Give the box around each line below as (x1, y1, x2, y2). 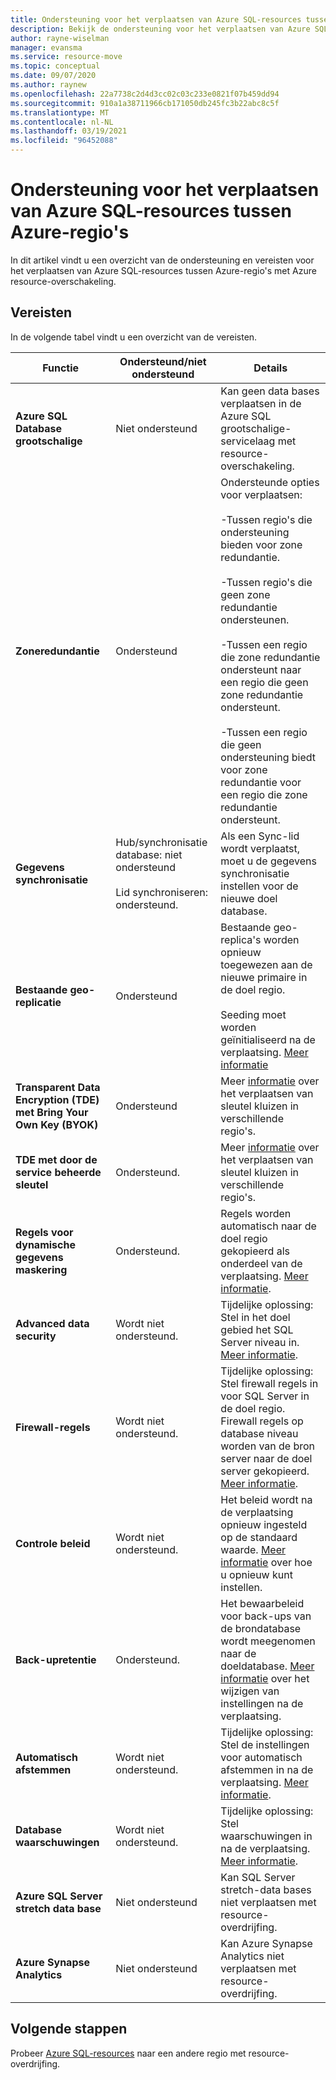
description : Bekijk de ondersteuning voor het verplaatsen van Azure (10, 24, 311, 34)
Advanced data (15, 1316, 90, 1330)
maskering (15, 1262, 68, 1276)
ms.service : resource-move (10, 52, 123, 62)
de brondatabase (220, 1621, 302, 1635)
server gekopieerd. (220, 1464, 310, 1478)
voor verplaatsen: (220, 487, 303, 501)
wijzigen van (220, 1684, 280, 1698)
